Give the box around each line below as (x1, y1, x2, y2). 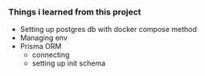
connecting (31, 50, 70, 60)
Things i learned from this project (8, 6, 141, 18)
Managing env (19, 33, 68, 42)
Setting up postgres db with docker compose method (19, 25, 197, 34)
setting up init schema (31, 58, 106, 68)
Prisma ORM (19, 42, 62, 51)
